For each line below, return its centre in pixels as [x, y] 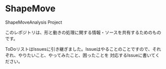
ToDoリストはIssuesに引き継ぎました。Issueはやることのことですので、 [79, 49]
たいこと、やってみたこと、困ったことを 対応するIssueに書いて [91, 55]
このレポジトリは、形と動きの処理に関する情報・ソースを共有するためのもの [83, 32]
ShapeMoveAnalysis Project [34, 22]
